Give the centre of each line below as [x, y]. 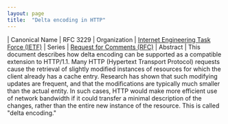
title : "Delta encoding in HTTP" [57, 20]
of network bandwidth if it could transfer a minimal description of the [104, 98]
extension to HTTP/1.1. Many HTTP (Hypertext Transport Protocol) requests [114, 61]
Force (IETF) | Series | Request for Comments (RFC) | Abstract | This [104, 47]
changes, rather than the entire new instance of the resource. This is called [113, 105]
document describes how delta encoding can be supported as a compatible [114, 54]
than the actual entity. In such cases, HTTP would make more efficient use [112, 91]
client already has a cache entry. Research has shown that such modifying [112, 76]
